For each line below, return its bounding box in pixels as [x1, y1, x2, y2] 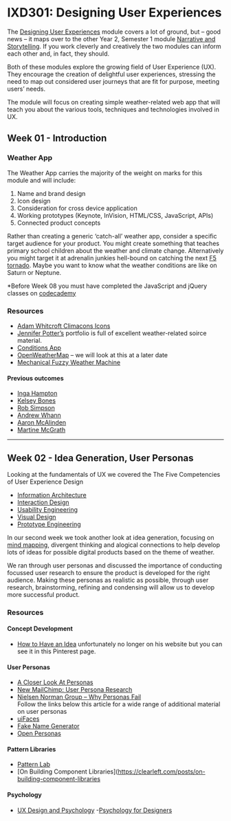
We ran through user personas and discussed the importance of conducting [7, 561, 222, 570]
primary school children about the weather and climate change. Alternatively [7, 246, 224, 255]
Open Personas [16, 730, 62, 738]
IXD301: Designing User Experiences [7, 5, 222, 21]
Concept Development [7, 625, 74, 633]
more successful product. [7, 590, 80, 598]
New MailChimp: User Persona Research [16, 686, 133, 694]
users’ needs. [7, 85, 46, 93]
